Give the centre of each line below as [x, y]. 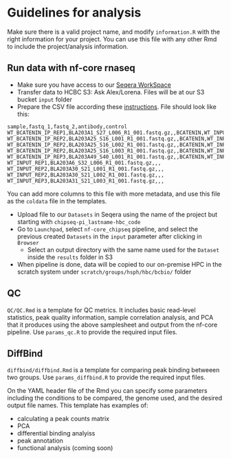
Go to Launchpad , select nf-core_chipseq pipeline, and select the [107, 229]
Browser [28, 243]
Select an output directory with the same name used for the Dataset [123, 249]
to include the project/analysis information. [68, 46]
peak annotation [40, 441]
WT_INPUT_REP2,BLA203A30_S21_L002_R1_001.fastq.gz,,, [86, 175]
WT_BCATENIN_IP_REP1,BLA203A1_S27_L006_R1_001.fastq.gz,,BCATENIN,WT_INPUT [118, 132]
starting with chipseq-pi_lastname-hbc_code [79, 221]
